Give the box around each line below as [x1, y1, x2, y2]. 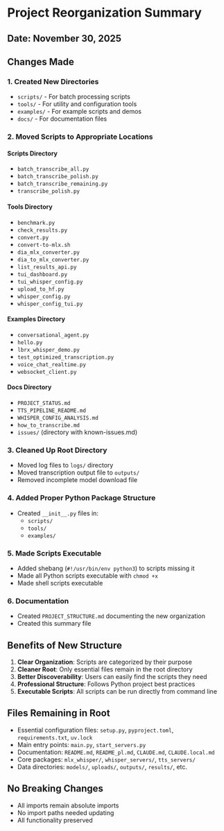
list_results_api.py [17, 264, 77, 271]
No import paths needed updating [17, 808, 114, 816]
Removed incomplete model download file [17, 476, 137, 484]
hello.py [17, 339, 43, 346]
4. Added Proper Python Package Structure [7, 493, 156, 503]
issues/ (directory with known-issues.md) [17, 428, 137, 436]
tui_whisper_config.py [17, 278, 83, 285]
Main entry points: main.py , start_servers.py [17, 740, 146, 748]
